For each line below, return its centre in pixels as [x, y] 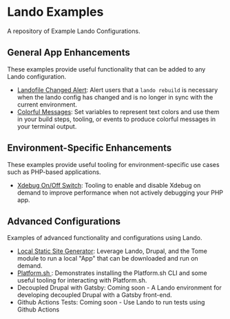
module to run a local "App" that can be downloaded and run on [107, 258]
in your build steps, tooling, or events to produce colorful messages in [116, 119]
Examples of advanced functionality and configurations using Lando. [105, 238]
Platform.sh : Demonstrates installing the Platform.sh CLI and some [112, 273]
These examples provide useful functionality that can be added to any [106, 69]
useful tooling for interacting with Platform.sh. [82, 280]
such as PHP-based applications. [54, 172]
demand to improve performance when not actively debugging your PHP [120, 192]
